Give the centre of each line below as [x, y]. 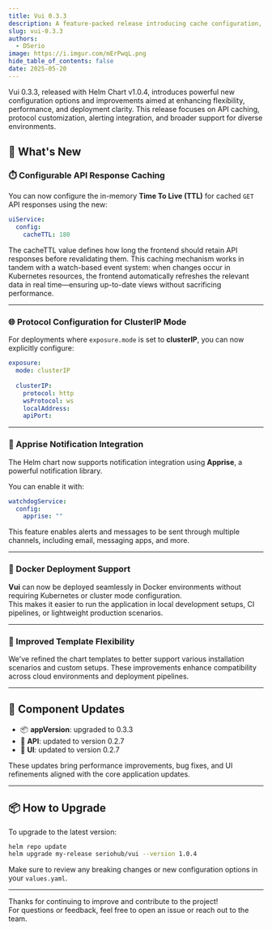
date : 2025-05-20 [38, 69]
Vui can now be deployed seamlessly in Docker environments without [125, 587]
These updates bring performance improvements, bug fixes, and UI [121, 765]
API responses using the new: [58, 205]
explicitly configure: [41, 348]
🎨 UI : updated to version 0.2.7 [70, 749]
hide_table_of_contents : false [61, 62]
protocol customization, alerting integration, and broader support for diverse [136, 118]
